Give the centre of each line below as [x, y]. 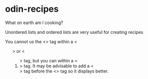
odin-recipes [32, 9]
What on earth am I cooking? [34, 23]
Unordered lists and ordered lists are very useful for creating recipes [74, 32]
